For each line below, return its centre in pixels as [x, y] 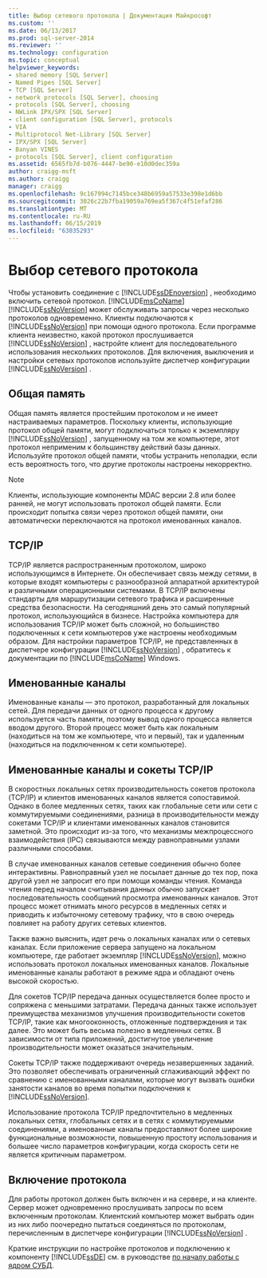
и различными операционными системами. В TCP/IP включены [117, 590]
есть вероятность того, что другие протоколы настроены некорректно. [130, 464]
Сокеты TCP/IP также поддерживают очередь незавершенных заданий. [131, 1063]
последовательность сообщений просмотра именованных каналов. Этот [133, 898]
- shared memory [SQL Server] [59, 75]
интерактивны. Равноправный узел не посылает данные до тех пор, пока [133, 872]
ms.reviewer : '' [35, 46]
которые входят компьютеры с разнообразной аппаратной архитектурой [133, 582]
